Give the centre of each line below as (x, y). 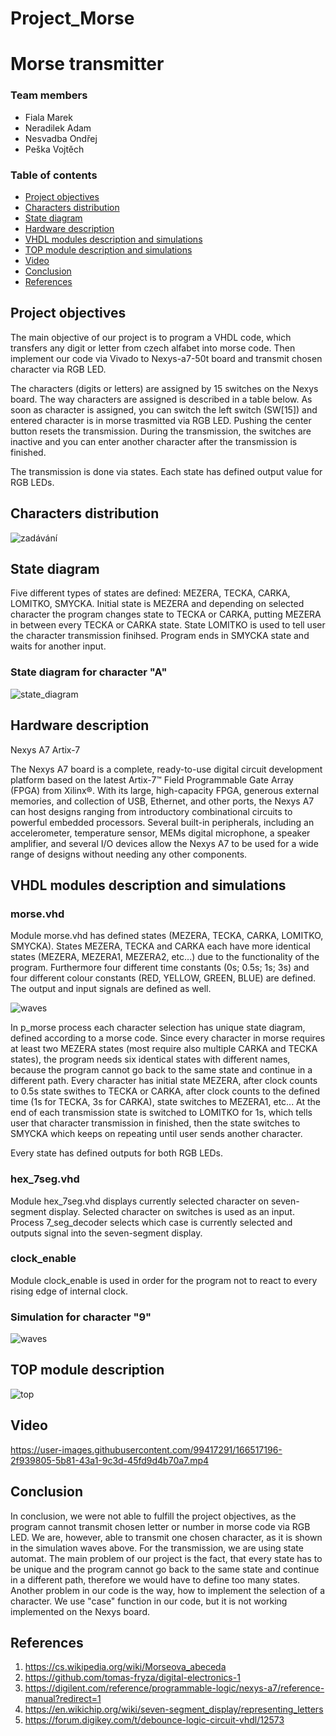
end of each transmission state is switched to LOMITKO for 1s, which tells (161, 1113)
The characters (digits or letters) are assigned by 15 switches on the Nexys (164, 388)
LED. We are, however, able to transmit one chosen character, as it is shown (166, 1537)
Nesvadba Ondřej (61, 138)
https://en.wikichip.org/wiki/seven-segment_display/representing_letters (174, 1709)
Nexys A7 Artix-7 (45, 749)
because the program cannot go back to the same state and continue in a (161, 1070)
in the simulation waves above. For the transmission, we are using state (157, 1548)
